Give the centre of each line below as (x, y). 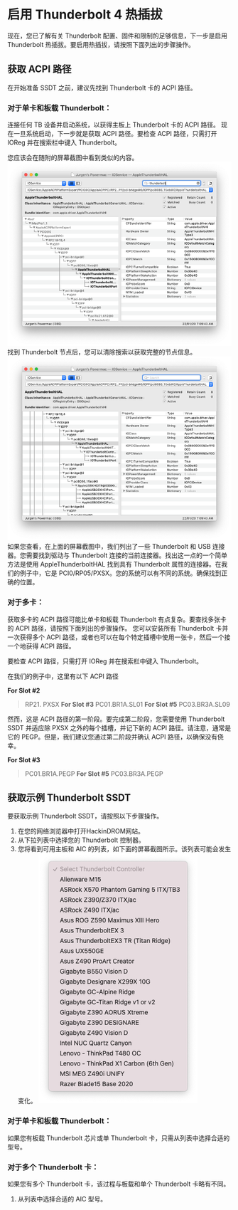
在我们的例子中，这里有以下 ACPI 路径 (63, 676)
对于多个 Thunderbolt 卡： (53, 1167)
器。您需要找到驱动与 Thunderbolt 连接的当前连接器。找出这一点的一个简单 (118, 555)
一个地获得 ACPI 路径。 (41, 646)
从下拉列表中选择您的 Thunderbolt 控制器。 (81, 840)
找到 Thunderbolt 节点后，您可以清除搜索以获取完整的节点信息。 (102, 352)
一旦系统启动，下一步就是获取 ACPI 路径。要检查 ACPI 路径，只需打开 (115, 134)
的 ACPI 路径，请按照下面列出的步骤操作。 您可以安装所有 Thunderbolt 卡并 (118, 628)
